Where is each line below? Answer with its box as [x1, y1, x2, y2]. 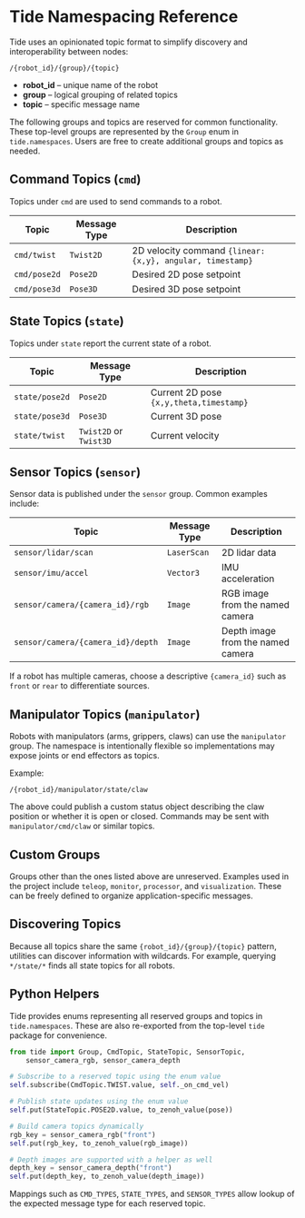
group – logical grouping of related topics [22, 89, 179, 100]
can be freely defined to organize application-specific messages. [9, 890, 253, 901]
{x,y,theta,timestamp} [150, 397, 249, 408]
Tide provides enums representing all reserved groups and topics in [9, 1010, 263, 1021]
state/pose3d [14, 411, 71, 421]
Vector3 [166, 568, 201, 579]
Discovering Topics [9, 916, 122, 932]
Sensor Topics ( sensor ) [9, 464, 142, 480]
